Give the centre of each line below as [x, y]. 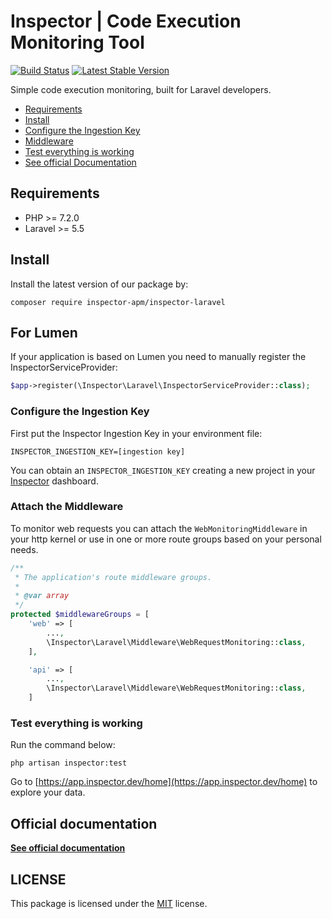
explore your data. [48, 792]
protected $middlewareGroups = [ [80, 615]
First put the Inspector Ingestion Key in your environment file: [136, 433]
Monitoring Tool [77, 42]
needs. [24, 549]
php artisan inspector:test [69, 763]
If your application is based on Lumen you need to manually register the [158, 357]
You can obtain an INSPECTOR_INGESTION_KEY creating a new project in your [163, 470]
